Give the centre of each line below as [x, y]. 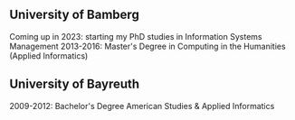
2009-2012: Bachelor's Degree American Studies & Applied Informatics [142, 106]
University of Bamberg [75, 15]
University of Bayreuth [75, 84]
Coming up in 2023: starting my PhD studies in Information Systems [136, 36]
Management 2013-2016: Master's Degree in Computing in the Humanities [148, 46]
